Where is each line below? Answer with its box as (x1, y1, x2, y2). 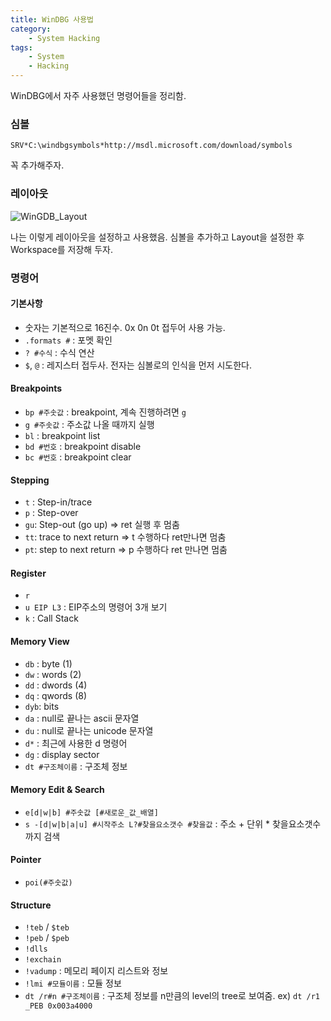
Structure (10, 899, 52, 911)
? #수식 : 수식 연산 (24, 346, 95, 358)
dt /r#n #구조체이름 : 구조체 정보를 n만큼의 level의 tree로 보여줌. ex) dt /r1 (24, 990, 320, 1002)
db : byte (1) (24, 657, 73, 670)
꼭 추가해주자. (10, 159, 65, 171)
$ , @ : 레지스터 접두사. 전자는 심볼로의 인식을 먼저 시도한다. (24, 359, 252, 371)
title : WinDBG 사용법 (10, 14, 95, 25)
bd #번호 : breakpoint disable (24, 440, 142, 452)
